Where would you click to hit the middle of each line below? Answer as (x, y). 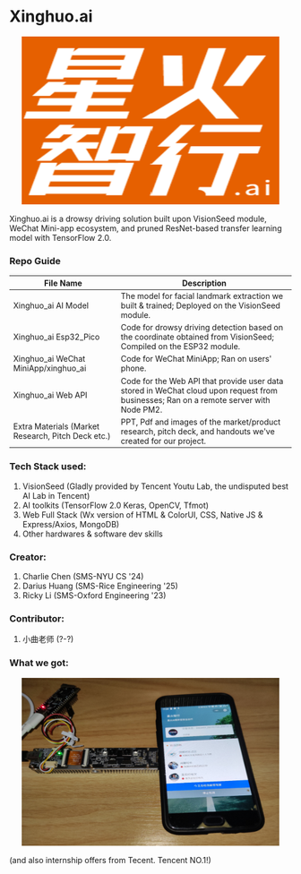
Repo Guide (35, 261)
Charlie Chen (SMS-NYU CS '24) (83, 577)
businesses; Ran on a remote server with (195, 399)
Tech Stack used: (48, 467)
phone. (133, 368)
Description (204, 283)
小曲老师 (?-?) (48, 639)
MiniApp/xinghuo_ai (50, 368)
